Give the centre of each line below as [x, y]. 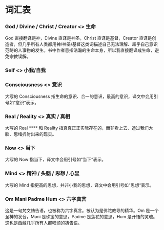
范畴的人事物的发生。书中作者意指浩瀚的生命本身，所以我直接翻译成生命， [80, 50]
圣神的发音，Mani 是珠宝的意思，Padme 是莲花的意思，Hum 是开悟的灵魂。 [81, 216]
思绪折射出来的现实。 [35, 134]
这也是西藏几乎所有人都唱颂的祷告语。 [43, 223]
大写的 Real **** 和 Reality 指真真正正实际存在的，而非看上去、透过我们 [77, 128]
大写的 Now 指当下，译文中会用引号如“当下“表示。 [56, 160]
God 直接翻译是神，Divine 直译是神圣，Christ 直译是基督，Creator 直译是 [79, 38]
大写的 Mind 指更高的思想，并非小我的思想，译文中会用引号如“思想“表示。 [80, 185]
